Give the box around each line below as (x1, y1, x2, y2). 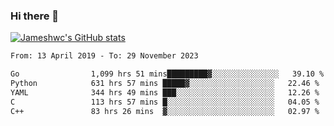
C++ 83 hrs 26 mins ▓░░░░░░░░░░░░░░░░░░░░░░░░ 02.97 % (10, 106, 320, 116)
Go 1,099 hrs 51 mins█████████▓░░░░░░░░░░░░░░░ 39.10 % (10, 69, 325, 79)
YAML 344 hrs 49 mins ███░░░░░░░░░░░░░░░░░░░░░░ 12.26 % (10, 87, 320, 98)
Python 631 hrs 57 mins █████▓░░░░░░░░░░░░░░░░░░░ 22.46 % (10, 79, 320, 89)
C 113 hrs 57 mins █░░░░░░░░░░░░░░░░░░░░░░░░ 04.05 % (10, 97, 320, 107)
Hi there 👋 (10, 9, 60, 23)
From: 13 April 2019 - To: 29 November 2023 (10, 51, 199, 61)
